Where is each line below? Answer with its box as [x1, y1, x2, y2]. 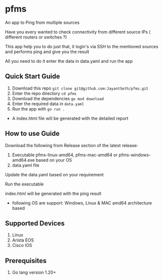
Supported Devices [5, 219, 65, 227]
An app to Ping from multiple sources [5, 19, 80, 25]
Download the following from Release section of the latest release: [5, 142, 138, 148]
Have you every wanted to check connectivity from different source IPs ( [5, 29, 151, 35]
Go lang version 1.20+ [12, 269, 56, 276]
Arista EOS [12, 237, 34, 243]
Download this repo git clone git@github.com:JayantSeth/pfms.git [12, 85, 148, 91]
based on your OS [36, 157, 72, 163]
